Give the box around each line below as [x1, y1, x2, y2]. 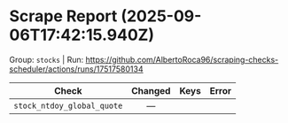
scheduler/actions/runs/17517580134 [9, 64, 144, 74]
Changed [131, 84, 171, 96]
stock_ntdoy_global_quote [13, 100, 123, 111]
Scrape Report [9, 6, 118, 27]
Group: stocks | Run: [9, 54, 84, 65]
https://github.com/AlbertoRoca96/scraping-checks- [85, 54, 279, 65]
